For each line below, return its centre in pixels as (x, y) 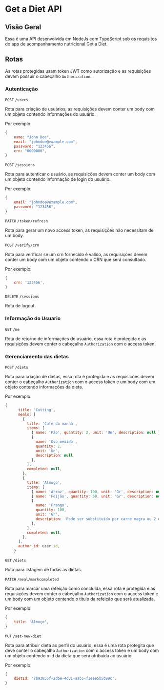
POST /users (17, 100)
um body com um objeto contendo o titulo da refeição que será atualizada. (80, 599)
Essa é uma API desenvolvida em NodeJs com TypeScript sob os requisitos (81, 39)
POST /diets (17, 367)
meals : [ (27, 414)
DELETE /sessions (22, 297)
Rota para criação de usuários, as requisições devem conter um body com (80, 109)
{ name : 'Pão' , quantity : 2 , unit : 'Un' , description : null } (96, 433)
